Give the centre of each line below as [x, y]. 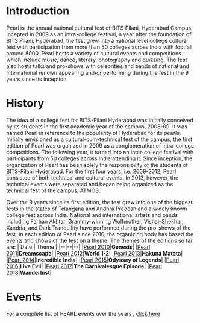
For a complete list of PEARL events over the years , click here [83, 313]
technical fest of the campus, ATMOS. [53, 190]
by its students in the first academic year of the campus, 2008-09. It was [97, 126]
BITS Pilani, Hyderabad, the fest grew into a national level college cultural [97, 40]
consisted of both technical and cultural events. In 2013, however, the [92, 177]
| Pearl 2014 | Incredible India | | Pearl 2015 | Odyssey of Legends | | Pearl [93, 260]
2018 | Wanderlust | [29, 272]
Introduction [38, 11]
